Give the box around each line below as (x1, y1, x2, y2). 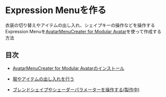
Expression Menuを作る (5, 5, 107, 16)
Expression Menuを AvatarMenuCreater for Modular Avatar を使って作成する (5, 28, 162, 34)
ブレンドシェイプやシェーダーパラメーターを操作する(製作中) (12, 86, 140, 92)
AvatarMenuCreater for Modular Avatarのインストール (12, 65, 125, 71)
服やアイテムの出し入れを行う (12, 76, 75, 82)
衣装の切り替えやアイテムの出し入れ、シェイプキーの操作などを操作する (5, 22, 155, 28)
